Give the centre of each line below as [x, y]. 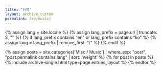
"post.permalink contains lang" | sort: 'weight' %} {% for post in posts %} [79, 57]
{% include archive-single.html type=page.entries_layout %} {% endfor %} [81, 62]
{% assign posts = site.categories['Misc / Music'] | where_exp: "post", [76, 52]
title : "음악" [18, 9]
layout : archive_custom [29, 14]
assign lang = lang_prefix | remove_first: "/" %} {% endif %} [65, 43]
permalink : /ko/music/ [28, 18]
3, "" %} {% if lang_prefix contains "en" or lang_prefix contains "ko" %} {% [81, 37]
